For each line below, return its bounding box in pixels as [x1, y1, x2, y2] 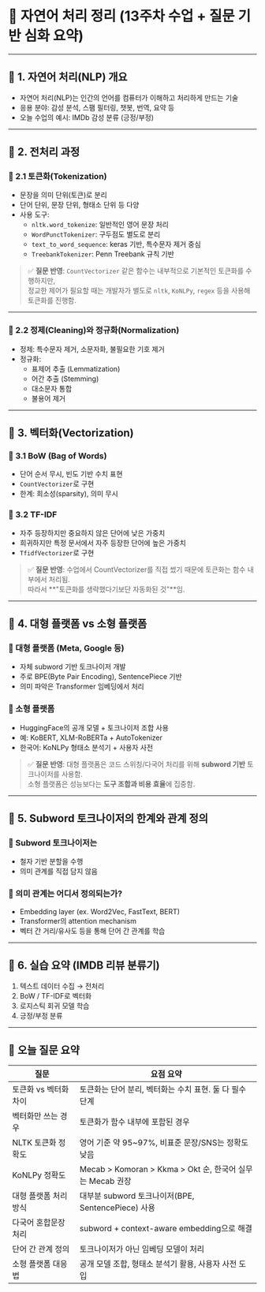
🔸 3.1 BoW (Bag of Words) [8, 450, 107, 461]
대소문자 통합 [31, 383, 73, 393]
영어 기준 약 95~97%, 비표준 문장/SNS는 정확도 [79, 1137, 248, 1148]
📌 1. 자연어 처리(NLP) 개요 [8, 70, 128, 84]
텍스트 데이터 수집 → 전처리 [19, 981, 105, 991]
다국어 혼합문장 [12, 1217, 65, 1228]
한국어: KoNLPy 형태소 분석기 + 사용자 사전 [19, 742, 154, 752]
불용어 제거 [31, 394, 65, 403]
